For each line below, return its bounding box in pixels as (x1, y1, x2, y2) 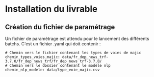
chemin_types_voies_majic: (5, 55, 60, 59)
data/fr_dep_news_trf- (62, 55, 109, 59)
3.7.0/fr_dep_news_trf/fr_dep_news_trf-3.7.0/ (5, 59, 102, 64)
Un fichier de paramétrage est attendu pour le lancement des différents (5, 36, 150, 41)
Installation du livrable (5, 3, 98, 15)
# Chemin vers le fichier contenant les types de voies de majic (5, 50, 141, 55)
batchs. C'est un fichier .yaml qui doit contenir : (5, 41, 101, 47)
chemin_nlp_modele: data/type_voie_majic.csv (5, 67, 100, 72)
